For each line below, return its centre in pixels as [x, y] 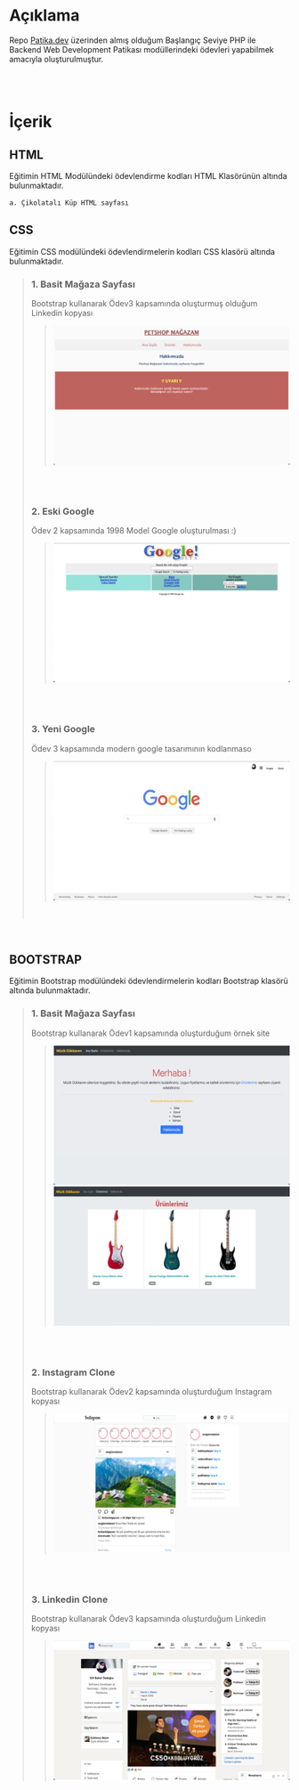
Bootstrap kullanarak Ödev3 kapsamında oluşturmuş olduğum [144, 304]
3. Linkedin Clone [69, 1599]
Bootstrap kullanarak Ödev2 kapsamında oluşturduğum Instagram [151, 1392]
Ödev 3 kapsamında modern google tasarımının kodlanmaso [141, 748]
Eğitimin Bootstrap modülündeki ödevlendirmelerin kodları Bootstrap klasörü [149, 981]
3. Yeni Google [63, 729]
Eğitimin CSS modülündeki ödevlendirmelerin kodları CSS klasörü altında [142, 251]
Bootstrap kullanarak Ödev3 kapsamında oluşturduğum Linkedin [149, 1619]
